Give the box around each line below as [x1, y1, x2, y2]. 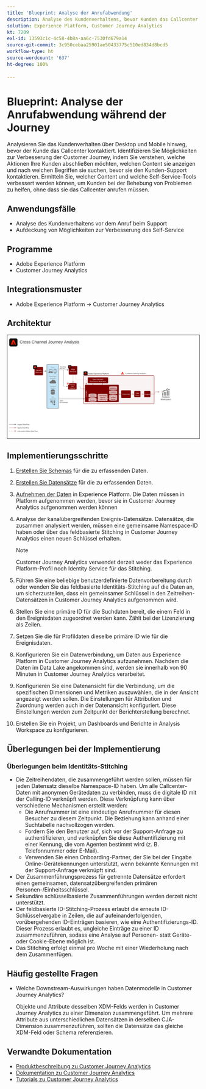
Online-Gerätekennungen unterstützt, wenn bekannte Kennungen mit [24, 860, 199, 868]
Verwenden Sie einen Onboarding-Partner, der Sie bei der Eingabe [24, 854, 192, 861]
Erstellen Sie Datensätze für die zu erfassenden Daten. [15, 478, 154, 486]
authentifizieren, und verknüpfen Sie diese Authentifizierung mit [24, 834, 186, 842]
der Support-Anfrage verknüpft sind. [24, 867, 117, 874]
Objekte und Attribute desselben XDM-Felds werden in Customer [15, 1003, 179, 1010]
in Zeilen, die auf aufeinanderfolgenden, [62, 912, 163, 920]
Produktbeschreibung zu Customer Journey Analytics [15, 1063, 151, 1069]
